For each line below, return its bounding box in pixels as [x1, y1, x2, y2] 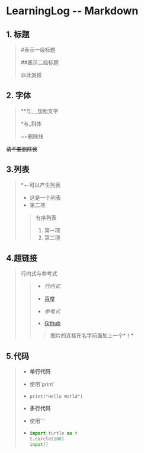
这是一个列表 [29, 194, 61, 201]
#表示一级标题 [20, 46, 56, 53]
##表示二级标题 [20, 59, 59, 66]
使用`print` [29, 380, 55, 388]
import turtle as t [29, 430, 78, 436]
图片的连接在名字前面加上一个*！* [50, 332, 134, 339]
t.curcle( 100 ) [29, 436, 65, 442]
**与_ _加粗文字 [20, 107, 59, 114]
